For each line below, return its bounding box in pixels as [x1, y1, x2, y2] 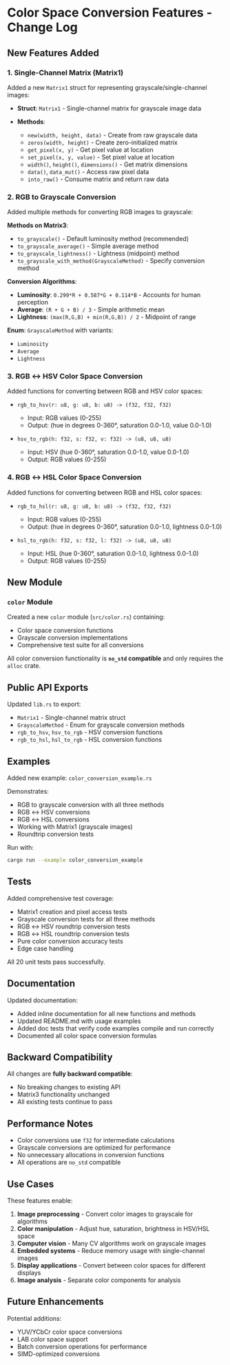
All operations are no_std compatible [17, 1158, 121, 1167]
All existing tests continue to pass [17, 1098, 113, 1106]
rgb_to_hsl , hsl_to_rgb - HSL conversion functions [17, 736, 163, 744]
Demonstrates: [7, 787, 50, 796]
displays [17, 1269, 41, 1277]
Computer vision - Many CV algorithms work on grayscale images [17, 1239, 207, 1248]
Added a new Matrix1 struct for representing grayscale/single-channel [7, 83, 208, 91]
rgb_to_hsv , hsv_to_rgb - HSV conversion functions [17, 728, 163, 736]
